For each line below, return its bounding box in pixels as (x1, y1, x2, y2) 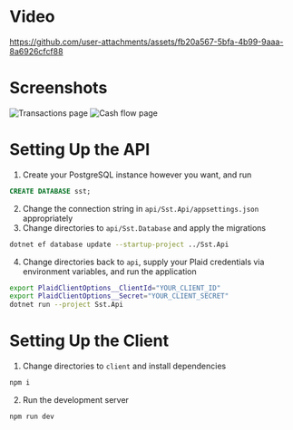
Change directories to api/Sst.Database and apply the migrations (22, 222, 266, 233)
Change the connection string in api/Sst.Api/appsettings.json (22, 203, 259, 214)
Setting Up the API (9, 139, 151, 160)
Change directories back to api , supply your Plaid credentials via (22, 256, 265, 267)
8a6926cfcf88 (9, 45, 63, 56)
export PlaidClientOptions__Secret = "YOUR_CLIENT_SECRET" (9, 291, 230, 301)
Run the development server (22, 395, 130, 405)
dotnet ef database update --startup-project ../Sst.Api (9, 240, 230, 249)
